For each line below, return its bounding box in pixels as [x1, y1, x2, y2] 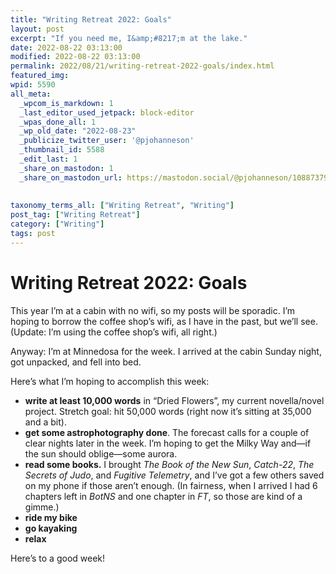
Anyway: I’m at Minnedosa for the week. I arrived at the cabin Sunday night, [10, 345, 322, 357]
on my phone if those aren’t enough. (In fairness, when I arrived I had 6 [24, 479, 318, 491]
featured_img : [10, 71, 70, 81]
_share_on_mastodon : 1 [19, 163, 114, 173]
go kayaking [24, 522, 78, 534]
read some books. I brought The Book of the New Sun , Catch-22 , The [24, 458, 315, 470]
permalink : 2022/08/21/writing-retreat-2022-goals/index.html [10, 61, 275, 71]
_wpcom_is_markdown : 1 [19, 98, 114, 108]
